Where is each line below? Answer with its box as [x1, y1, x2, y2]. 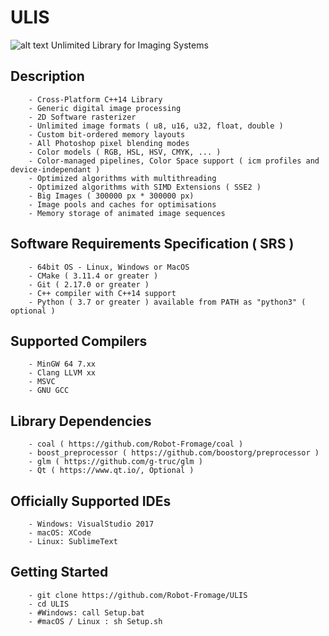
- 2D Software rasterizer [28, 112, 137, 122]
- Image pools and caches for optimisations [28, 199, 217, 210]
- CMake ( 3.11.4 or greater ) [28, 271, 159, 281]
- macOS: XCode [28, 528, 92, 538]
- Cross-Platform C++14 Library [28, 94, 163, 105]
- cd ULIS [28, 599, 70, 609]
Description [10, 68, 85, 85]
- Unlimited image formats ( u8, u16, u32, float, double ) [28, 121, 284, 131]
